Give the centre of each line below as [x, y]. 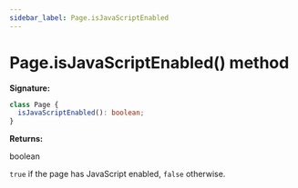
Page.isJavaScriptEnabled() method [149, 62]
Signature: [30, 88]
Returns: [26, 139]
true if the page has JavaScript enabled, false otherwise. [118, 174]
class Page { [34, 104]
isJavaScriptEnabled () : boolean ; [81, 113]
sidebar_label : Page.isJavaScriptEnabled [89, 18]
